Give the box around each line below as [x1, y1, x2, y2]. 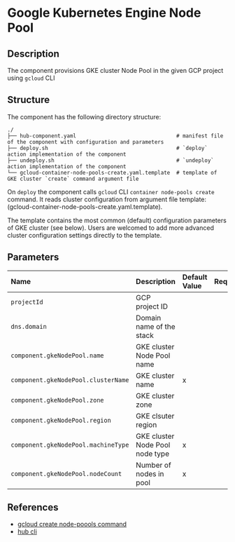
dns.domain [10, 323, 47, 330]
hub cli [17, 527, 37, 536]
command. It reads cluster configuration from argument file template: [7, 195, 207, 203]
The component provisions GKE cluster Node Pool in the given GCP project [7, 67, 224, 74]
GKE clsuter [136, 411, 175, 421]
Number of [136, 460, 171, 470]
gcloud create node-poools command [17, 520, 127, 529]
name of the [136, 321, 176, 331]
